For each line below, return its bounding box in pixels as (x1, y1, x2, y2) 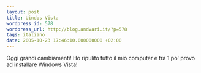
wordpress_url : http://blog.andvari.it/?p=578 (6, 26, 127, 33)
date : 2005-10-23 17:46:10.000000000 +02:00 (6, 37, 122, 44)
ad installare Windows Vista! (6, 61, 78, 68)
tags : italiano (6, 32, 45, 38)
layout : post (6, 9, 40, 15)
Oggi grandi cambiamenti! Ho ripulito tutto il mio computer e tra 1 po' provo (6, 55, 195, 61)
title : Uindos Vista (6, 15, 59, 21)
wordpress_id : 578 (6, 20, 53, 26)
